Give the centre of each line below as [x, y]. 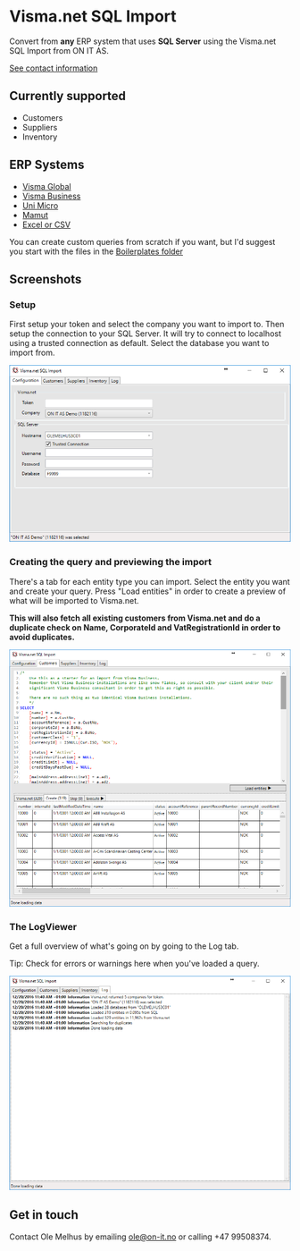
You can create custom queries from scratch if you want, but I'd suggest [142, 241]
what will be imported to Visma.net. [74, 600]
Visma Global [46, 186]
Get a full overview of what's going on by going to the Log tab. [124, 946]
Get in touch [44, 1215]
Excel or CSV [46, 224]
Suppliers [40, 127]
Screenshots [46, 279]
